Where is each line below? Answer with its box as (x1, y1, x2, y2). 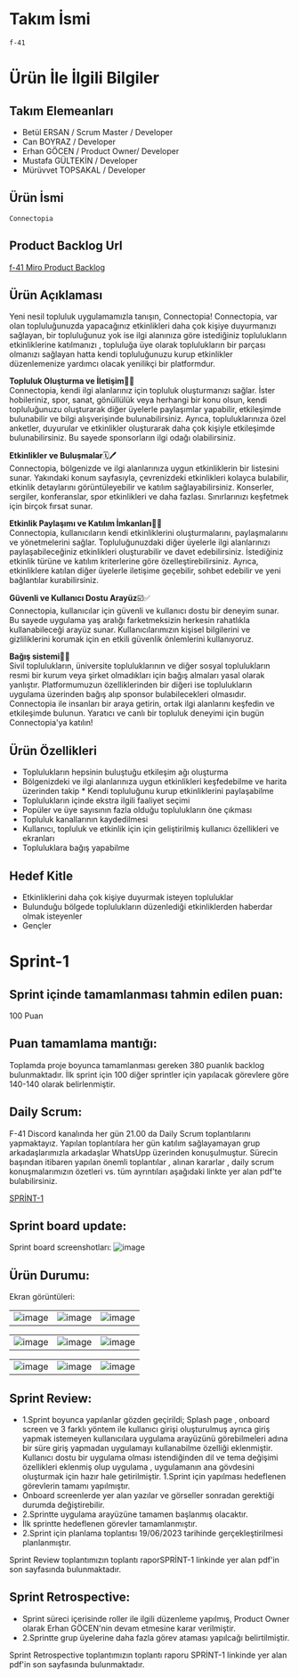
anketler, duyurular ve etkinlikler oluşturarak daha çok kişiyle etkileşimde (9, 423, 276, 434)
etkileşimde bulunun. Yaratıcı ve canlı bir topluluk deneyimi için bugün (9, 708, 265, 718)
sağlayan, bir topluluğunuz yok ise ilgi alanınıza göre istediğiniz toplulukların (9, 330, 287, 341)
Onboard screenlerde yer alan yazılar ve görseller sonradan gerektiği (21, 1490, 275, 1501)
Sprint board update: (9, 1219, 127, 1234)
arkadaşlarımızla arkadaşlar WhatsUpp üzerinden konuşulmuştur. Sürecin (9, 1147, 279, 1157)
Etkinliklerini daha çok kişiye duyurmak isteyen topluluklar (21, 892, 234, 903)
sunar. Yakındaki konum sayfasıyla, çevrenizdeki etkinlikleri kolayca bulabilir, (9, 473, 289, 483)
